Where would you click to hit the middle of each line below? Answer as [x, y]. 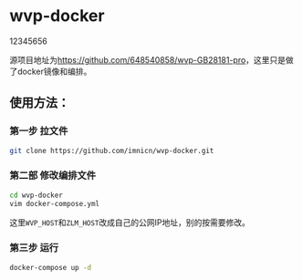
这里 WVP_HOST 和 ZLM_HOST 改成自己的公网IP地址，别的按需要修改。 [130, 222]
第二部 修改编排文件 [53, 176]
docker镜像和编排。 [54, 71]
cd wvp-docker [37, 195]
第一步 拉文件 [39, 131]
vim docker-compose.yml [55, 203]
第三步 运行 [34, 248]
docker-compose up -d [51, 267]
